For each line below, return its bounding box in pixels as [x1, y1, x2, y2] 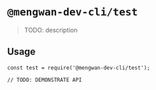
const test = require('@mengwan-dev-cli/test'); [7, 64, 150, 71]
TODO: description [24, 26, 78, 34]
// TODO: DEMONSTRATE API [7, 76, 82, 83]
